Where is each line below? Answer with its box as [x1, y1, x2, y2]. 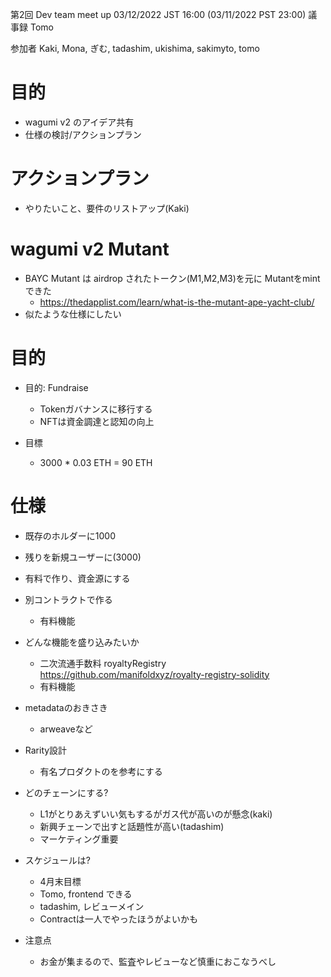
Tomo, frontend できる [39, 888, 133, 900]
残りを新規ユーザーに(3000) [24, 551, 142, 563]
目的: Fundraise [24, 381, 89, 393]
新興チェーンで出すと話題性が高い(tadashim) [39, 820, 225, 832]
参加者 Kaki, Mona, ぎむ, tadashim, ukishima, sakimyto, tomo [10, 43, 260, 54]
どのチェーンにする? [24, 786, 109, 798]
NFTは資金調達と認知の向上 [39, 415, 155, 427]
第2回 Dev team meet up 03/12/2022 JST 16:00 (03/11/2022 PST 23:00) [10, 9, 307, 20]
